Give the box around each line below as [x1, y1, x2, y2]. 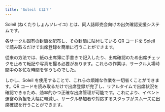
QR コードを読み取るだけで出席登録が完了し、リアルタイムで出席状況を [13, 83, 159, 89]
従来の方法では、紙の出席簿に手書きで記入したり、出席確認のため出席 [5, 55, 148, 60]
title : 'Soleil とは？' [5, 7, 52, 12]
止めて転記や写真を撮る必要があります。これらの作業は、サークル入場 [13, 60, 156, 66]
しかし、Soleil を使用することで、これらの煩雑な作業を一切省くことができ [5, 77, 155, 83]
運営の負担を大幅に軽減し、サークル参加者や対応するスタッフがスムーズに [5, 95, 156, 101]
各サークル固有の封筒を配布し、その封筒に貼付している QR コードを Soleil [5, 38, 155, 44]
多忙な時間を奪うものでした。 [18, 67, 79, 73]
